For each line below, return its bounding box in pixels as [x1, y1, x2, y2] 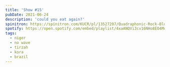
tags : [5, 31, 17, 36]
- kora [10, 49, 24, 54]
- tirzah [10, 45, 28, 50]
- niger [10, 36, 26, 41]
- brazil [10, 54, 28, 59]
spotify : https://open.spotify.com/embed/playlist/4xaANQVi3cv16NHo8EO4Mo [5, 26, 166, 31]
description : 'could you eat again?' [5, 17, 85, 22]
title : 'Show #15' [5, 7, 44, 13]
